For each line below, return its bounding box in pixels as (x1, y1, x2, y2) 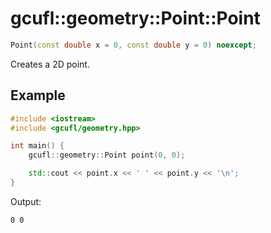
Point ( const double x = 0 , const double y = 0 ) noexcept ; (10, 40, 257, 50)
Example (10, 87, 66, 104)
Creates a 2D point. (10, 58, 90, 70)
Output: (10, 195, 42, 207)
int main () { (10, 141, 65, 151)
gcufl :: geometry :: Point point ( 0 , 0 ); (28, 150, 186, 161)
